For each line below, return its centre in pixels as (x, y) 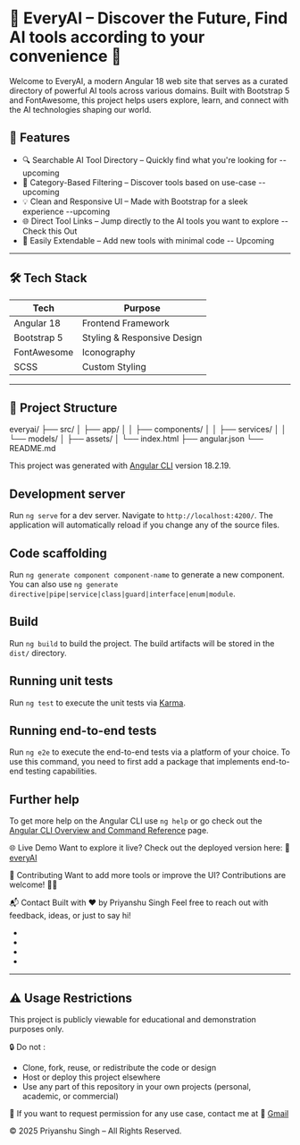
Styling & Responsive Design (142, 338)
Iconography (108, 352)
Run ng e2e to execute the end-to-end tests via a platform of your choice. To (150, 752)
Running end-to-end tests (83, 731)
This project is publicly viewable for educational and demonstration (133, 1020)
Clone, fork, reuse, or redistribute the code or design (119, 1068)
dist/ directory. (38, 653)
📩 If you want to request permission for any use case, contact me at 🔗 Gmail (149, 1114)
